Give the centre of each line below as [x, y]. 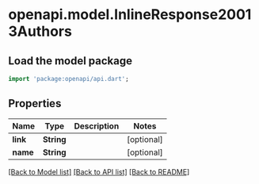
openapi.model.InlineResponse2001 [130, 15]
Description [97, 126]
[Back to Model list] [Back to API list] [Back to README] [99, 171]
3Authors [40, 31]
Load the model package [70, 61]
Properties [35, 103]
